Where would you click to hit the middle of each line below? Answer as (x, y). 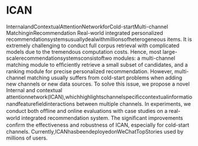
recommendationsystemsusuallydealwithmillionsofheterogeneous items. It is (99, 39)
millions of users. (27, 138)
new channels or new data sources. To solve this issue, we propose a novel (98, 84)
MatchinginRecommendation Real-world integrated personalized (85, 33)
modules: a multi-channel (144, 58)
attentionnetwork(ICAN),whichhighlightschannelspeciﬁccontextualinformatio (99, 97)
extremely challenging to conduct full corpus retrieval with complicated (93, 46)
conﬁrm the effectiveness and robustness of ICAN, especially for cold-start (98, 125)
